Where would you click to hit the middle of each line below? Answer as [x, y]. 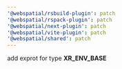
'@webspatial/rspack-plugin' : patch [60, 20]
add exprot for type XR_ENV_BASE [57, 58]
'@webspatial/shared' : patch [49, 39]
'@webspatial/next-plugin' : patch [57, 26]
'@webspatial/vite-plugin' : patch [57, 32]
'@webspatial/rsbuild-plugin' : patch [61, 13]
